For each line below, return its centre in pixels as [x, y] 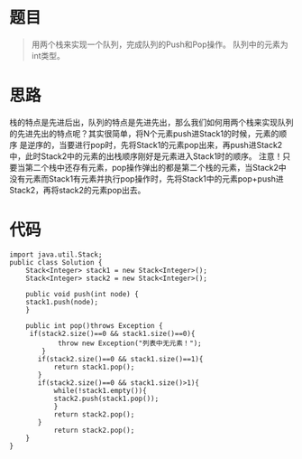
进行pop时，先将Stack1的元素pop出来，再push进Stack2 [178, 145]
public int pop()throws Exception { [95, 325]
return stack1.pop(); [94, 367]
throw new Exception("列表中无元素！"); [129, 343]
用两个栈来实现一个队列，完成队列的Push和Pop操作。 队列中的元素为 [160, 44]
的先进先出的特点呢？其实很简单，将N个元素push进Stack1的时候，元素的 [144, 133]
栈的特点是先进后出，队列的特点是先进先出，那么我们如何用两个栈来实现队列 [151, 122]
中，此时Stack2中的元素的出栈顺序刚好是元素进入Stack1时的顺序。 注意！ [146, 156]
